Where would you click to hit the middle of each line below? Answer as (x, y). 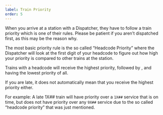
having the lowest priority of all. (37, 73)
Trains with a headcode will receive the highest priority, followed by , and (78, 67)
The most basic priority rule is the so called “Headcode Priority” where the (80, 48)
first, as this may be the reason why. (41, 38)
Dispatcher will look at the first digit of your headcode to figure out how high (81, 53)
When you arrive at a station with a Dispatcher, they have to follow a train (78, 28)
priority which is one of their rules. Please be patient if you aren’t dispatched (82, 33)
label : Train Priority (28, 10)
